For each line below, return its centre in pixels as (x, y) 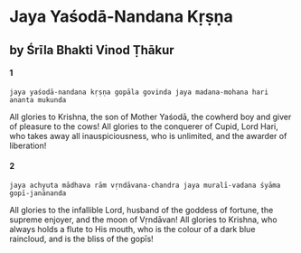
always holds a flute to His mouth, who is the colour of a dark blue (132, 229)
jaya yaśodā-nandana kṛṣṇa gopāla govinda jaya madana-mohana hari (139, 92)
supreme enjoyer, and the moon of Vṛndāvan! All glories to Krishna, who (143, 220)
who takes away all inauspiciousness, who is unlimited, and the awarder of (148, 136)
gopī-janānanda (38, 193)
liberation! (28, 145)
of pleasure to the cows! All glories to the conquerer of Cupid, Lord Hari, (144, 126)
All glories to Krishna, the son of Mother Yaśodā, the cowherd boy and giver (150, 117)
